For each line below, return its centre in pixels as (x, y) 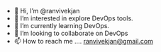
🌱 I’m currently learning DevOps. (62, 26)
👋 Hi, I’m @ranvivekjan (47, 11)
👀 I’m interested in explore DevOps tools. (73, 18)
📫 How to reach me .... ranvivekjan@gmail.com (84, 41)
